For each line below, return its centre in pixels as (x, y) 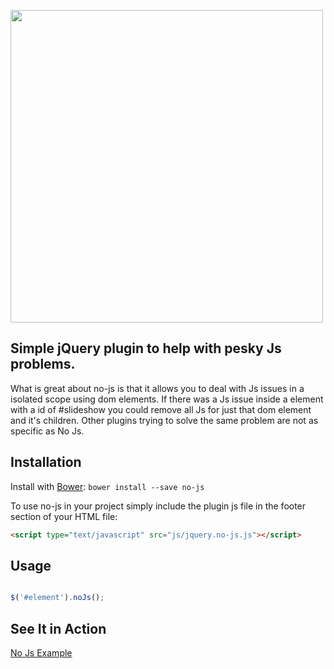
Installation (46, 462)
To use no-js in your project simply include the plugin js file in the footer (158, 506)
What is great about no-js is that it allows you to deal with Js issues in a (157, 388)
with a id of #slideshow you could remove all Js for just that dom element (161, 409)
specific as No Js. (47, 431)
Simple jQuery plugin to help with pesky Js (146, 348)
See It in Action (58, 628)
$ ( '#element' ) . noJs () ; (57, 598)
